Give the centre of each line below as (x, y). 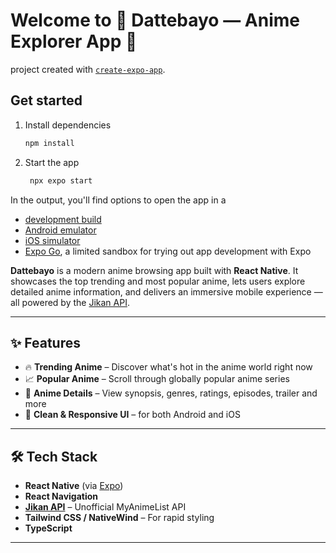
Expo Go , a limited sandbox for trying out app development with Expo (168, 251)
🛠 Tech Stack (54, 456)
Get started (46, 100)
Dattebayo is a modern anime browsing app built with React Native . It (154, 270)
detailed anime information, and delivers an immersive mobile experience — (166, 291)
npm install (49, 143)
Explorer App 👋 (74, 41)
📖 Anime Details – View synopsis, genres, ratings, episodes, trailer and (171, 393)
